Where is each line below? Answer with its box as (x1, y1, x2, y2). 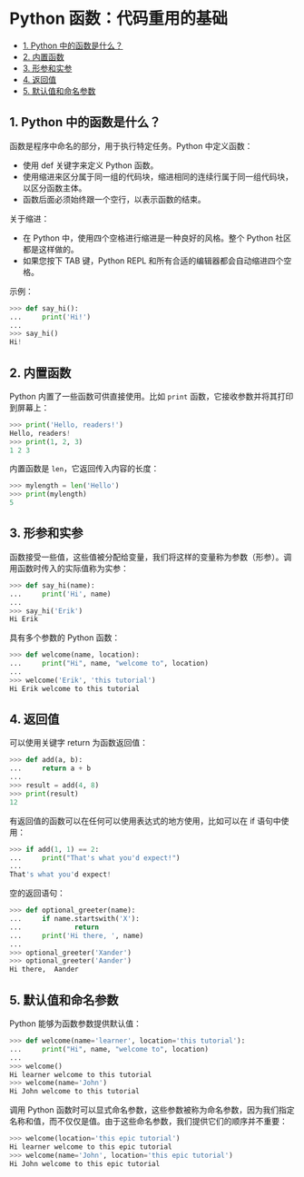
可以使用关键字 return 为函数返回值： (9, 737, 148, 748)
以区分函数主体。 (22, 183, 87, 193)
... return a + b (9, 764, 92, 773)
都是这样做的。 (22, 243, 79, 254)
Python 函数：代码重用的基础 (9, 8, 229, 29)
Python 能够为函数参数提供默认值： (9, 1018, 142, 1029)
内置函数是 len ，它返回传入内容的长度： (9, 463, 160, 474)
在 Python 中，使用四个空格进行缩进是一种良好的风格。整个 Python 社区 (22, 232, 292, 243)
